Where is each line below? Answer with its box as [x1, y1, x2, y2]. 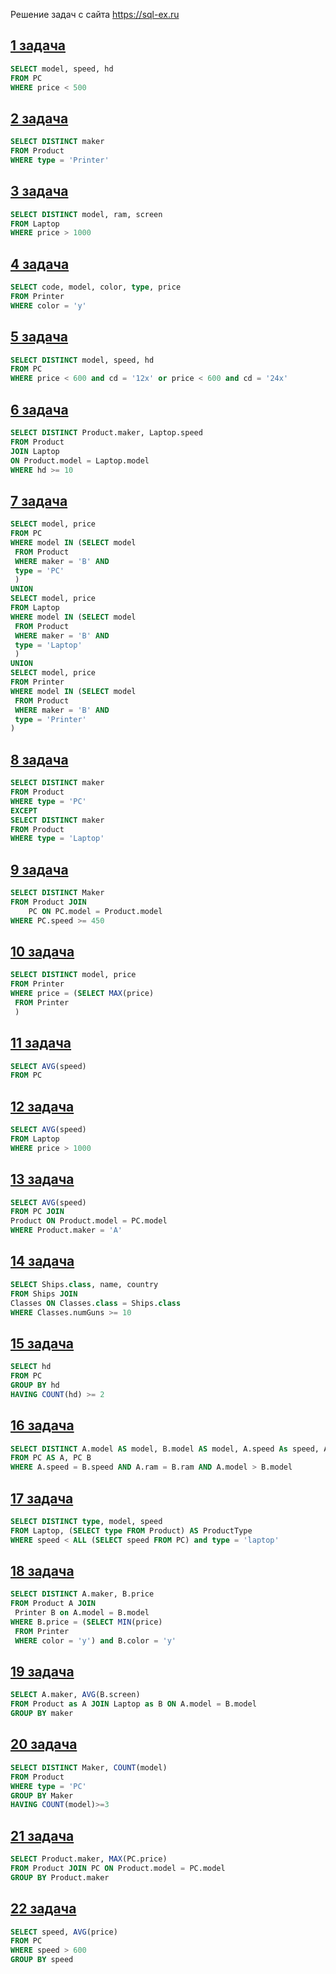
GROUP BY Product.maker [10, 1872, 110, 1883]
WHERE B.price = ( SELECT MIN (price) [10, 1617, 163, 1627]
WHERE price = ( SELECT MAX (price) [10, 989, 155, 999]
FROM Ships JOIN [10, 1289, 78, 1299]
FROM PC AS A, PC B [10, 1453, 92, 1463]
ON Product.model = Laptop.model [10, 455, 150, 466]
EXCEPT [10, 805, 38, 816]
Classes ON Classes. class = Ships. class [10, 1298, 182, 1308]
